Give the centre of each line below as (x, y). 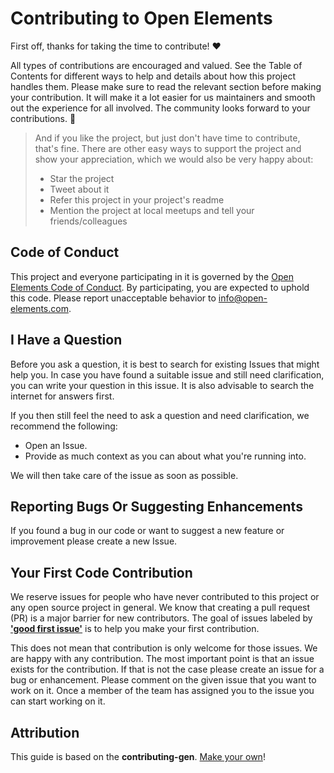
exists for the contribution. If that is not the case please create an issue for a (167, 669)
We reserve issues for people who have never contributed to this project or (165, 597)
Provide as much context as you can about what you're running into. (165, 456)
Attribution (45, 732)
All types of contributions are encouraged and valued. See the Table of (156, 65)
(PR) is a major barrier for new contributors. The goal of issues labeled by (161, 618)
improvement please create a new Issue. (94, 541)
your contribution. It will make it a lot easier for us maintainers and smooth (163, 97)
